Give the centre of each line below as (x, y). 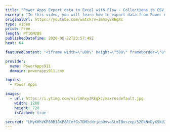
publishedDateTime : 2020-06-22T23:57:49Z (50, 39)
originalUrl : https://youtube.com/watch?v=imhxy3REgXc (64, 19)
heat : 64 (14, 43)
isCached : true (30, 113)
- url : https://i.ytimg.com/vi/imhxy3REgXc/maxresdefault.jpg (77, 98)
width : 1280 (27, 103)
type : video (18, 24)
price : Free (18, 29)
